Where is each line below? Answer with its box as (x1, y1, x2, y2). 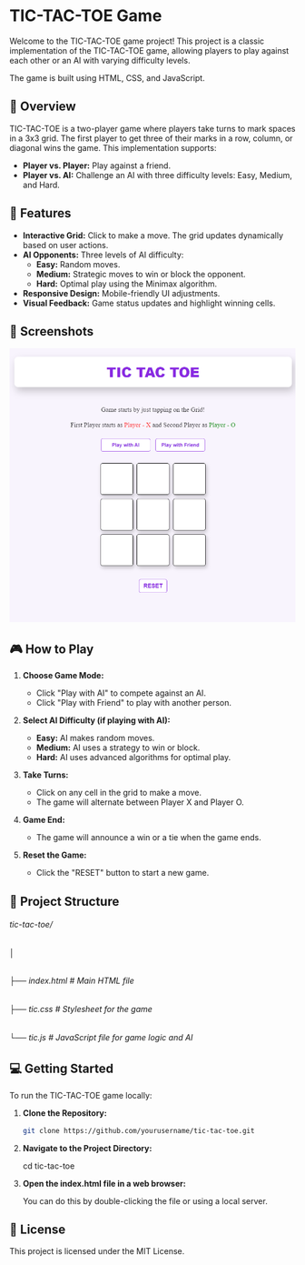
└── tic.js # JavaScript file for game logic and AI (9, 1031, 193, 1042)
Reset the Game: (22, 849, 87, 860)
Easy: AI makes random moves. (35, 733, 155, 744)
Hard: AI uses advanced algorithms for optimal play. (35, 752, 231, 763)
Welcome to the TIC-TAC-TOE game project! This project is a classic (9, 35, 265, 46)
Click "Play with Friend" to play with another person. (35, 698, 231, 708)
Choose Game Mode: (22, 670, 104, 681)
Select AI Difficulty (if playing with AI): (22, 715, 171, 726)
